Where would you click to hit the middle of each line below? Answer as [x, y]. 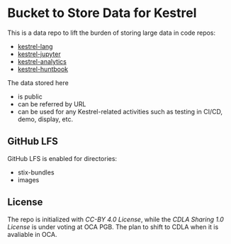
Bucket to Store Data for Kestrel [102, 13]
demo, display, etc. [45, 119]
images [28, 179]
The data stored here [38, 82]
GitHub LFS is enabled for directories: [62, 158]
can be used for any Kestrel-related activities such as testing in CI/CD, [120, 111]
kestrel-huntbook [43, 69]
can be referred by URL [52, 104]
